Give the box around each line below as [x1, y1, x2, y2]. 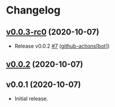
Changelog [6, 4, 61, 17]
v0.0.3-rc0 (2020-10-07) [6, 27, 99, 37]
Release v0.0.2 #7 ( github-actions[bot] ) [14, 42, 110, 49]
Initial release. [14, 95, 48, 102]
